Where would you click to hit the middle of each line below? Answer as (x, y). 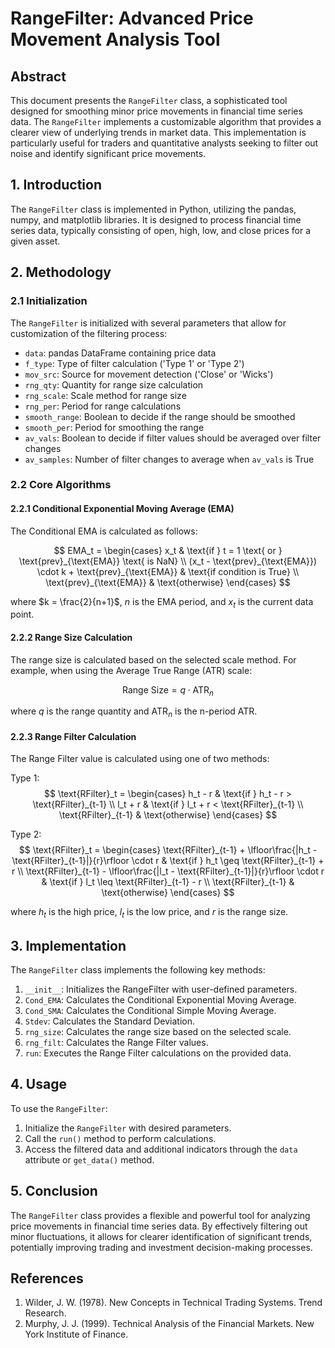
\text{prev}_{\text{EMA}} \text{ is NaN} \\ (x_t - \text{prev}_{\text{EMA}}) (168, 561)
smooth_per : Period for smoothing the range (114, 427)
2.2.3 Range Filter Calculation (73, 736)
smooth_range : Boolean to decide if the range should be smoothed (160, 416)
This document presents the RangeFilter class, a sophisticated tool (149, 100)
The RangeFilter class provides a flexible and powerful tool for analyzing (160, 1215)
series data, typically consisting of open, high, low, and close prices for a (161, 230)
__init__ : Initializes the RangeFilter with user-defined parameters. (161, 989)
